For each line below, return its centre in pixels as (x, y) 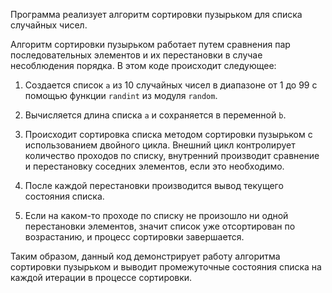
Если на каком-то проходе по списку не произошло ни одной (156, 215)
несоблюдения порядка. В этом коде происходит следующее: (143, 65)
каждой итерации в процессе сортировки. (101, 277)
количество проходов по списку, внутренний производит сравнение (172, 155)
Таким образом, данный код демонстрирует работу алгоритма (145, 256)
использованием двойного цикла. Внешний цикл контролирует (160, 145)
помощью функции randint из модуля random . (121, 95)
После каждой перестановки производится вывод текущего (154, 185)
